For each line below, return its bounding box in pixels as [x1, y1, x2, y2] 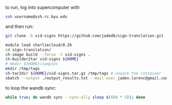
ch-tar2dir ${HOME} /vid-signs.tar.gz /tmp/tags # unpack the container [5, 71, 161, 76]
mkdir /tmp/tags [5, 66, 40, 71]
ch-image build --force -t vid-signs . [5, 52, 91, 57]
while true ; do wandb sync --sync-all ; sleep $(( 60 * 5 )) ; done [5, 94, 145, 100]
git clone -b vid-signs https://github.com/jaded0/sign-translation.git [5, 33, 164, 38]
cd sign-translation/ [5, 47, 52, 52]
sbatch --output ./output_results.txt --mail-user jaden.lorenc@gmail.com [5, 75, 168, 81]
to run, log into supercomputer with [5, 5, 80, 10]
